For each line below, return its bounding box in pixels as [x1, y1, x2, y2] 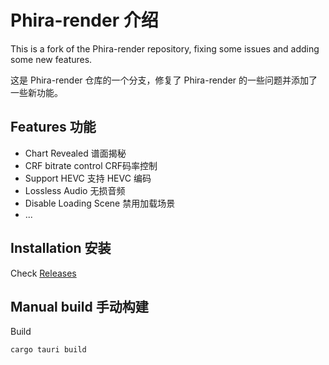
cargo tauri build [10, 345, 87, 355]
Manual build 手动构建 [10, 298, 149, 315]
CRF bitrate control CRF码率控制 [24, 159, 158, 171]
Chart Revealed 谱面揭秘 [24, 147, 127, 159]
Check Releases [10, 267, 77, 279]
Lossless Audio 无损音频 [24, 184, 126, 196]
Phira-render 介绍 [10, 9, 159, 32]
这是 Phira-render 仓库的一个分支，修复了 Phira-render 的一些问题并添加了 [10, 74, 318, 86]
